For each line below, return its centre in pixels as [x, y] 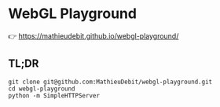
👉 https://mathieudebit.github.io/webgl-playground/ [93, 35]
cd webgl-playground [42, 89]
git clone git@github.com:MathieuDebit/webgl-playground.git [110, 82]
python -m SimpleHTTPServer [54, 95]
